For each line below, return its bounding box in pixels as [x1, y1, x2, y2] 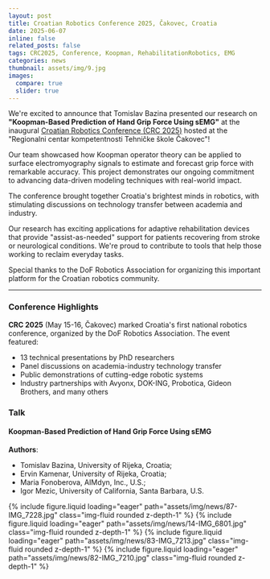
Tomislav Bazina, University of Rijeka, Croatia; [19, 460, 173, 469]
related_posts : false [8, 42, 81, 50]
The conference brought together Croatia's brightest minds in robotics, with [8, 191, 260, 201]
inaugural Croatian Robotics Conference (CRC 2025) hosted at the [8, 126, 228, 135]
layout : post [8, 11, 52, 20]
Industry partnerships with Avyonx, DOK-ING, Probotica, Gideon [19, 378, 231, 387]
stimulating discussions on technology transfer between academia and [8, 200, 243, 209]
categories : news [8, 57, 67, 65]
